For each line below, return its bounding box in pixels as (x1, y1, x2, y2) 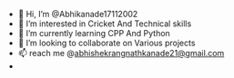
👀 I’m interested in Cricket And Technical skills (17, 18, 192, 29)
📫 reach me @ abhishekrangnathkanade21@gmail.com (17, 48, 225, 58)
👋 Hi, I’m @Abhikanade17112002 (17, 9, 138, 19)
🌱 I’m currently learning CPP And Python (17, 28, 170, 38)
